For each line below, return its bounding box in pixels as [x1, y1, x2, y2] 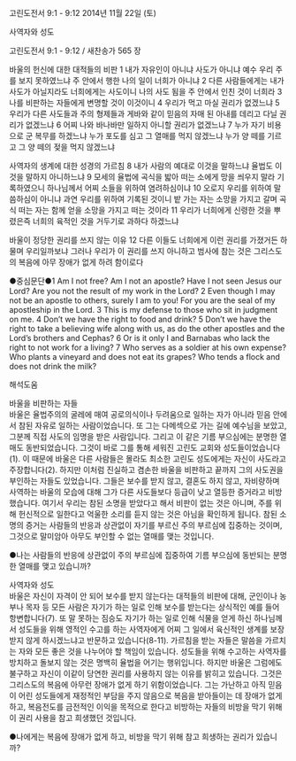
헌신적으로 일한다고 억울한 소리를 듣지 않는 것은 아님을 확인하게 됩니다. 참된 [18, 509, 278, 519]
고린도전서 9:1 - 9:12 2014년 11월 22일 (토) [9, 8, 157, 18]
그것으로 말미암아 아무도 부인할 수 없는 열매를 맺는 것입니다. [9, 531, 215, 541]
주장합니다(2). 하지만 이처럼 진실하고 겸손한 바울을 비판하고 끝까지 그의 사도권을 [9, 464, 285, 475]
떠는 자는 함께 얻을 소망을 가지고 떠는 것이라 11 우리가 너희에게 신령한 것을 [18, 205, 272, 215]
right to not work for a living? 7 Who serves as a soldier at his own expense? [9, 342, 287, 353]
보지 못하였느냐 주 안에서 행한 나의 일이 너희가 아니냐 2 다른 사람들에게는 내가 [18, 75, 285, 86]
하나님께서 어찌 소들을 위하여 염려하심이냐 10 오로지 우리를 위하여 [47, 182, 272, 193]
